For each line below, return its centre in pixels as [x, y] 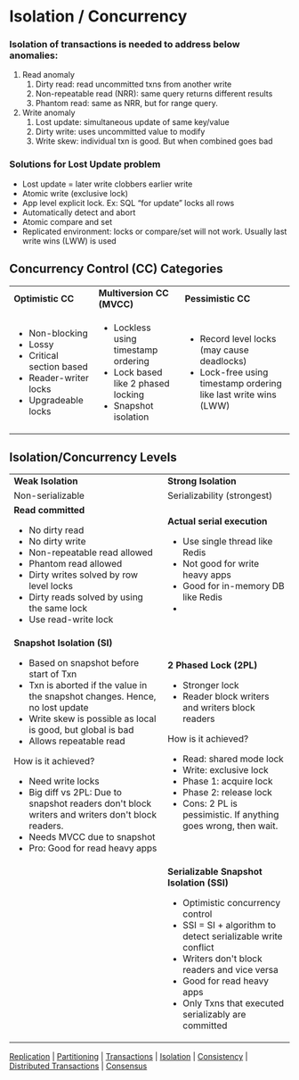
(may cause [224, 350]
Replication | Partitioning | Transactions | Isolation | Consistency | [129, 1057]
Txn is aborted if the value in [88, 685]
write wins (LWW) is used [69, 241]
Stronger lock [210, 685]
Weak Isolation [46, 481]
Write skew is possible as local [93, 719]
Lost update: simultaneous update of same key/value [132, 122]
